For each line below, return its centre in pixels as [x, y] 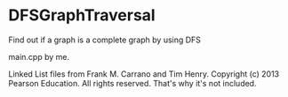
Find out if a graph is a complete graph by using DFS [105, 40]
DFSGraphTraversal [82, 15]
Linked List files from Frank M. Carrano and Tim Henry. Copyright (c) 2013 [144, 74]
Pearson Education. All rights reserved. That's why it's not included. [132, 83]
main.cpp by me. [39, 56]
